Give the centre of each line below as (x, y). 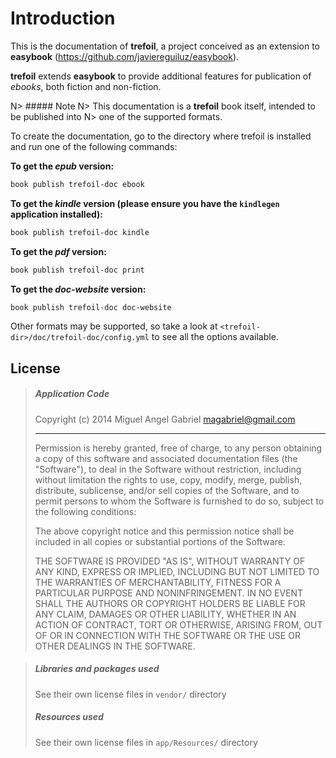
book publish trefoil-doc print (77, 270)
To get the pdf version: (58, 251)
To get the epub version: (62, 166)
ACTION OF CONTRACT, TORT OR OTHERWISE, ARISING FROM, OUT (178, 624)
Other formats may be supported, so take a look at (114, 326)
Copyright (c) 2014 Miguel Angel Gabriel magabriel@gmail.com (165, 419)
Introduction (63, 18)
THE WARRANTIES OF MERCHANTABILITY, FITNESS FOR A (158, 582)
